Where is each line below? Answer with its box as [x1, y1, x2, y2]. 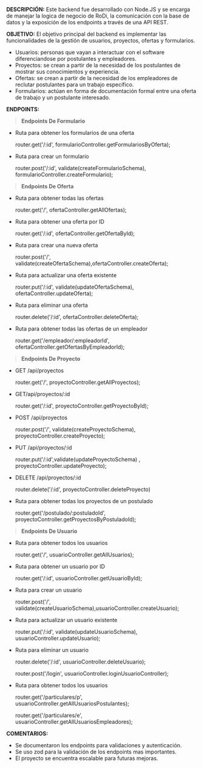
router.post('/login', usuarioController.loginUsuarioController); [15, 670, 169, 677]
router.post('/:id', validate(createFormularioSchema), [15, 165, 147, 171]
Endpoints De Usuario [21, 527, 78, 535]
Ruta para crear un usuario [15, 586, 82, 594]
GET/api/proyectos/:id [15, 391, 70, 397]
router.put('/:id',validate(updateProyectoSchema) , [15, 456, 141, 463]
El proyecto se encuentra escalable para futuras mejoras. [15, 755, 159, 762]
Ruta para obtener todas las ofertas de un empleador [15, 325, 148, 332]
